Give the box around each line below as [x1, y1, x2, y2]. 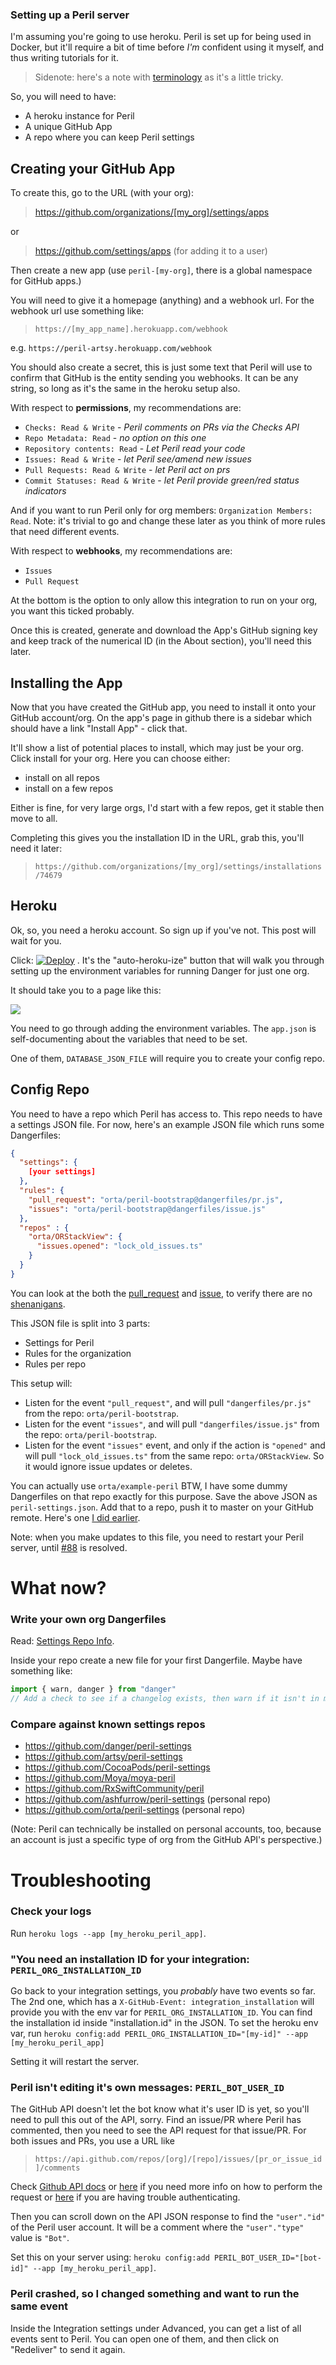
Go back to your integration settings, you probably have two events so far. [10, 1985, 316, 1997]
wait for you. [10, 934, 62, 947]
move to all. [10, 812, 58, 824]
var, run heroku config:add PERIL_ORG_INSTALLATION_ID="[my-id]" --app [10, 2028, 309, 2040]
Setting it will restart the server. [10, 2056, 140, 2068]
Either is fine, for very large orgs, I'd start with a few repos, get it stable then [10, 801, 325, 813]
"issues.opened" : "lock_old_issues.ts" [36, 1241, 203, 1252]
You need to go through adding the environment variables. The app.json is [10, 1022, 317, 1034]
